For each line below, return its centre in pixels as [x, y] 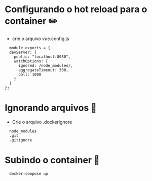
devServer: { [23, 52]
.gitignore [21, 140]
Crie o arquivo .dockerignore [42, 122]
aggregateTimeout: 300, [43, 70]
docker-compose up [29, 173]
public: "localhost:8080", [42, 57]
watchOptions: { [31, 61]
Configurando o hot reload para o [76, 9]
